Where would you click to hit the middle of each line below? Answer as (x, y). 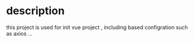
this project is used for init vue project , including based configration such (97, 27)
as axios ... (19, 33)
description (35, 11)
